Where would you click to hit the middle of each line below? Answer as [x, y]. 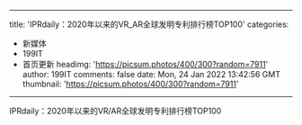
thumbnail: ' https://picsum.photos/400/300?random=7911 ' [131, 84]
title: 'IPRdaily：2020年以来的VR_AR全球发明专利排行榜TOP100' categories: [149, 24]
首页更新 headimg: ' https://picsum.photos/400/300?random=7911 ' [145, 64]
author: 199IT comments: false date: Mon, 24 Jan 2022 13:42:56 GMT [151, 74]
